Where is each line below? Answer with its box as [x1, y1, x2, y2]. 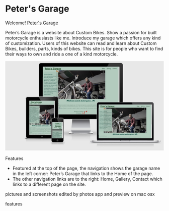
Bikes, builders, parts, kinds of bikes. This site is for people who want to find [5, 45, 163, 51]
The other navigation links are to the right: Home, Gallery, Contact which [12, 176, 162, 182]
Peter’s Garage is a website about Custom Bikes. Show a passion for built [5, 29, 157, 35]
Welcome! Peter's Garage [5, 20, 59, 26]
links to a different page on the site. [12, 181, 87, 187]
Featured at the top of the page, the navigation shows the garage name [12, 165, 160, 172]
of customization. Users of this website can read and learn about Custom [5, 40, 157, 46]
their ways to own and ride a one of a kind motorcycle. [5, 51, 118, 57]
